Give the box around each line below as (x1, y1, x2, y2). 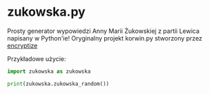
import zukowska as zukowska (7, 68, 91, 75)
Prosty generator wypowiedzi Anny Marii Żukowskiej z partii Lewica (7, 27, 200, 35)
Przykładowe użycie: (7, 54, 67, 62)
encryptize (7, 41, 38, 49)
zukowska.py (7, 4, 86, 20)
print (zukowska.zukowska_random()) (7, 80, 110, 87)
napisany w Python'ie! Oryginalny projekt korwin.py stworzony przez (7, 34, 203, 42)
